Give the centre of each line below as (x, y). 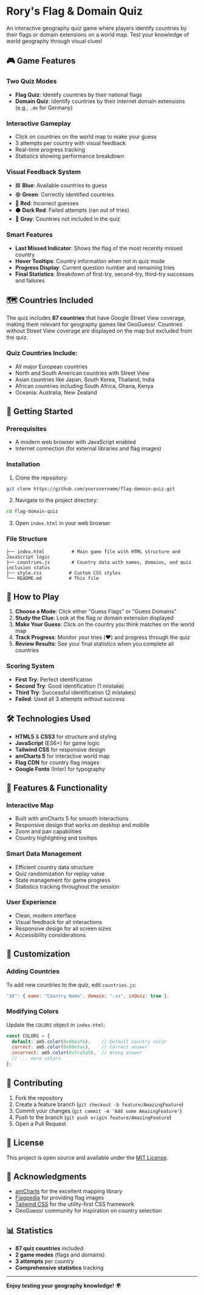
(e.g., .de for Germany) (44, 107)
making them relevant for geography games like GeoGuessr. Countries (94, 325)
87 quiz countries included (49, 1248)
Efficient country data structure (54, 867)
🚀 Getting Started (40, 411)
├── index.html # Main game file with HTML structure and (93, 552)
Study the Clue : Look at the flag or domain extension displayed (94, 618)
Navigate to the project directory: (56, 500)
